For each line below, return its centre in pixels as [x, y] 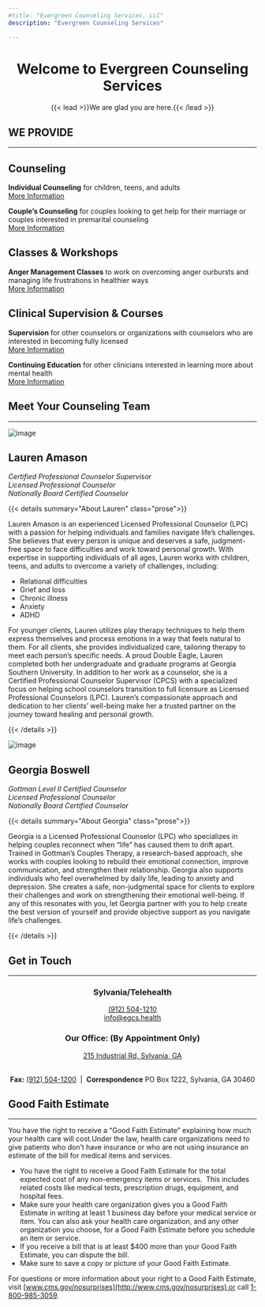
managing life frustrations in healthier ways [78, 280]
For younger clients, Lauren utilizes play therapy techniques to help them [127, 630]
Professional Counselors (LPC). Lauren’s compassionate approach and [123, 697]
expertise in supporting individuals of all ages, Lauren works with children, [129, 557]
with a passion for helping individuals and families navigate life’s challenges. [132, 533]
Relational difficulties [54, 581]
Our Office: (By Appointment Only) [132, 1038]
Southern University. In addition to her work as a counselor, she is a [118, 672]
